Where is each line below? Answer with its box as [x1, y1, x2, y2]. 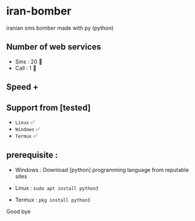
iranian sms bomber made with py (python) [6, 24, 114, 31]
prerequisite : [6, 150, 58, 160]
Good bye [6, 208, 31, 215]
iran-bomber [6, 4, 71, 18]
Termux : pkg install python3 [15, 196, 91, 203]
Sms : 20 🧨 [15, 58, 42, 65]
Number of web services [6, 42, 102, 52]
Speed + [6, 82, 39, 92]
